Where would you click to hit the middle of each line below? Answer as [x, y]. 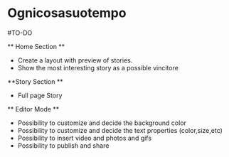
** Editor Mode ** [33, 109]
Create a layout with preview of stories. [75, 60]
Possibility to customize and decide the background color [102, 123]
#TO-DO [20, 33]
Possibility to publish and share [63, 145]
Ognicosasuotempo [67, 13]
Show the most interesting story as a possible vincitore [98, 67]
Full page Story [40, 95]
